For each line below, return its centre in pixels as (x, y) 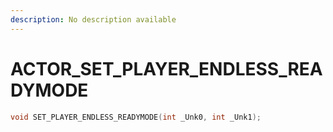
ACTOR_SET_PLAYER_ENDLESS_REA (166, 68)
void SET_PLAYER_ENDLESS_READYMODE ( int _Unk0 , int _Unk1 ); (136, 117)
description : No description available (93, 19)
